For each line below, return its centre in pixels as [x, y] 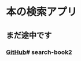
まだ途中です [29, 35]
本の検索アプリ [42, 12]
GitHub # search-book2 [39, 52]
